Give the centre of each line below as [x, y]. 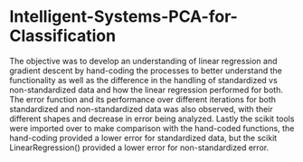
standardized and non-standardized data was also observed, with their [141, 109]
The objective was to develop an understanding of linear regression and [143, 61]
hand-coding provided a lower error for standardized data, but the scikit [143, 138]
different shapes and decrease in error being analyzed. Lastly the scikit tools [152, 119]
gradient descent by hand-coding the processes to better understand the [146, 71]
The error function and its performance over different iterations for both [143, 99]
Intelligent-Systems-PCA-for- [123, 17]
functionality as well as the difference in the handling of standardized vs [143, 80]
